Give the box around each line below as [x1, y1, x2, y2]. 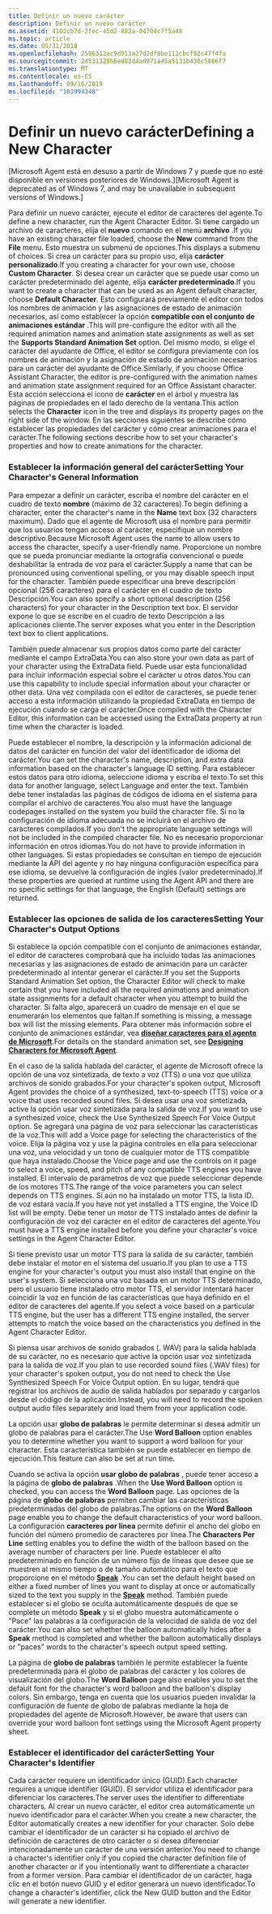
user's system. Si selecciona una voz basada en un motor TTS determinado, [8, 1275, 263, 1284]
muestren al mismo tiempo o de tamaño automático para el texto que [8, 1564, 238, 1574]
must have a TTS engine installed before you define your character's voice [8, 1224, 257, 1235]
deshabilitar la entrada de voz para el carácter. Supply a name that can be [8, 559, 253, 569]
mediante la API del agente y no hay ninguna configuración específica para [8, 858, 259, 868]
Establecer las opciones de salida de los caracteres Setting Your [8, 913, 264, 925]
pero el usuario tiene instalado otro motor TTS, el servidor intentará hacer [8, 1284, 254, 1293]
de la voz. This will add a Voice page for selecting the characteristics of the [8, 1130, 257, 1140]
